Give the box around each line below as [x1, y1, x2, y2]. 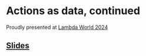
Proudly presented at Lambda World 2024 [6, 24, 108, 31]
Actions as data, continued [6, 4, 140, 18]
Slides [6, 41, 29, 51]
